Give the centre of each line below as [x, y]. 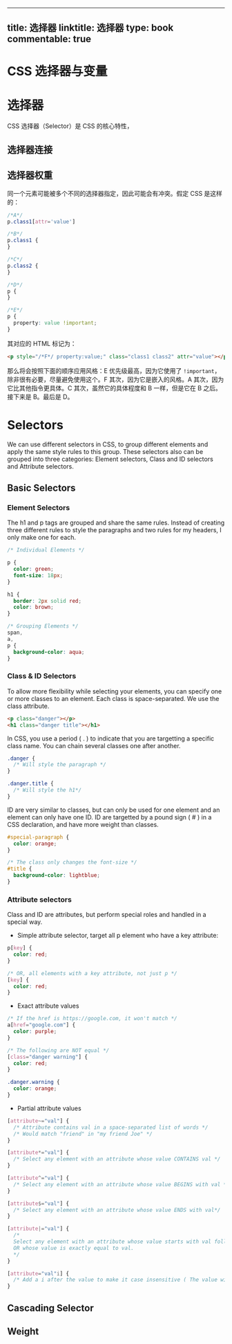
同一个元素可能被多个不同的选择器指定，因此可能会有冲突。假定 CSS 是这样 [115, 193]
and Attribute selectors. [41, 466]
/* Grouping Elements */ [43, 626]
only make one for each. [42, 538]
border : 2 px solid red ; [47, 601]
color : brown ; [33, 607]
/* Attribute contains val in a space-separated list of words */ [111, 1127]
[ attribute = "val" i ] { [38, 1273]
